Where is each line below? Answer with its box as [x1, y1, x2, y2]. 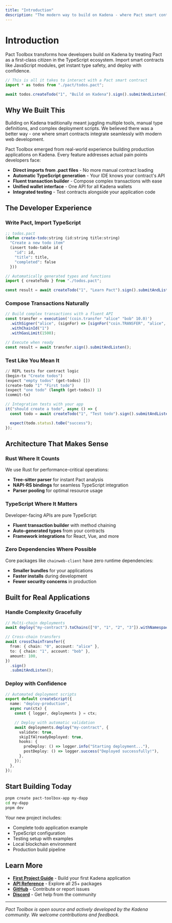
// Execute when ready [5, 340, 54, 345]
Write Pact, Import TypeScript [5, 219, 81, 226]
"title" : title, [14, 255, 50, 260]
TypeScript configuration [12, 830, 66, 836]
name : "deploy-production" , [10, 701, 70, 707]
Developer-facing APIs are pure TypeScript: [5, 512, 97, 518]
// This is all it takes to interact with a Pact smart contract [5, 78, 147, 83]
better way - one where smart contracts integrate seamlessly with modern [5, 131, 162, 137]
